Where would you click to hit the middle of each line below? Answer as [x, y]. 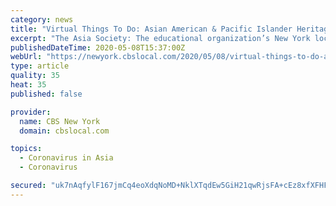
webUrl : [26, 57]
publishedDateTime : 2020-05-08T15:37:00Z [98, 47]
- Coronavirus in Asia [66, 158]
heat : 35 [28, 85]
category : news [42, 19]
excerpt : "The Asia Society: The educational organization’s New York [160, 38]
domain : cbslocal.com [64, 131]
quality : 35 [35, 76]
